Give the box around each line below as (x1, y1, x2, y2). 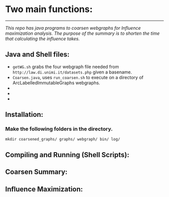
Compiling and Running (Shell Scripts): (5, 150, 130, 159)
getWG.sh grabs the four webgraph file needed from (12, 63, 119, 70)
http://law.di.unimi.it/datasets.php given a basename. (12, 69, 132, 75)
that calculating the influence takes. (5, 35, 80, 41)
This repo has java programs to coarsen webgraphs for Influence (5, 25, 141, 31)
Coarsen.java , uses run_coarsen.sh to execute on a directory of (12, 74, 144, 80)
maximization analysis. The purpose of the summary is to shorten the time (5, 30, 160, 36)
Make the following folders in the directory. (5, 125, 113, 133)
